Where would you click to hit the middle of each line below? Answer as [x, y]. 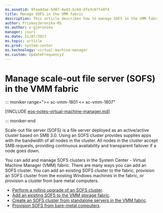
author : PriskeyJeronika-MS [33, 23]
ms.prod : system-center [29, 46]
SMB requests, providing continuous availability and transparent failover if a [81, 146]
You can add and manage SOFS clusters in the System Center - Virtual [76, 160]
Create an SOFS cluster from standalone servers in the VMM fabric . [80, 200]
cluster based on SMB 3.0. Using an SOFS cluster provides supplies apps [78, 136]
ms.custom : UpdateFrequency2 [34, 54]
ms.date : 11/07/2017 [26, 37]
